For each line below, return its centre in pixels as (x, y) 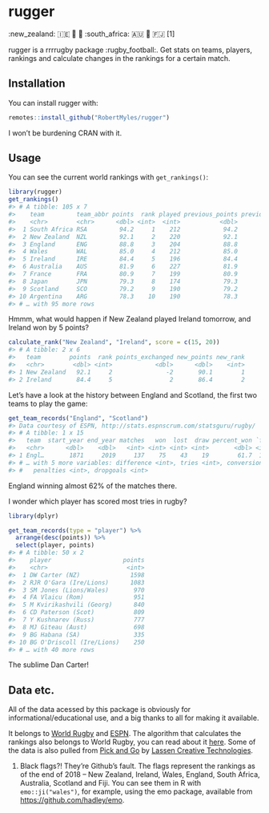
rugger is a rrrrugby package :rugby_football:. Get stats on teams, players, (130, 50)
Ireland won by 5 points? (49, 328)
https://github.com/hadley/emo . (72, 800)
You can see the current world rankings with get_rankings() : (108, 177)
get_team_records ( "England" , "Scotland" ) (78, 418)
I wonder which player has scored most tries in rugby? (98, 501)
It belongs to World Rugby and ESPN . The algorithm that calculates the (125, 734)
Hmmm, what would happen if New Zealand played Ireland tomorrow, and (130, 319)
